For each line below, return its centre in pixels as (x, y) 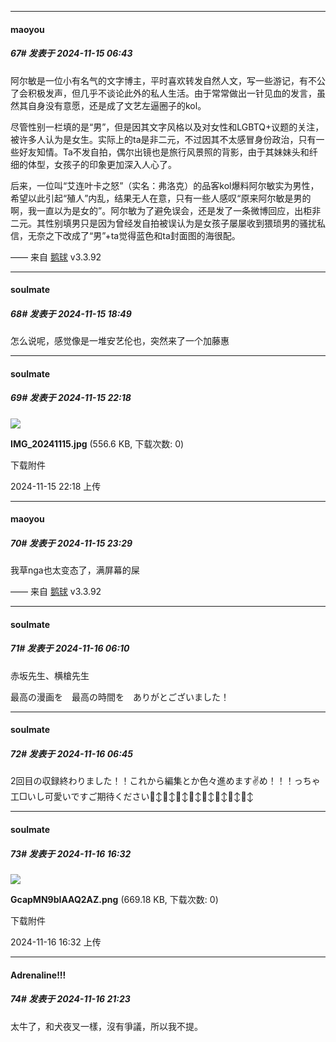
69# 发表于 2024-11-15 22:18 (71, 398)
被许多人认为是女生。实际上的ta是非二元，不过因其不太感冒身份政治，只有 (163, 139)
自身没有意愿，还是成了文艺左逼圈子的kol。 (117, 105)
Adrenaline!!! (38, 975)
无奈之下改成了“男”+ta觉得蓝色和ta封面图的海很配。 (134, 235)
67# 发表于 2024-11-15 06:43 (71, 53)
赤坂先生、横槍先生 (50, 675)
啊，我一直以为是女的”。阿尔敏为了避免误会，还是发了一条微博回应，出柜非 (166, 210)
